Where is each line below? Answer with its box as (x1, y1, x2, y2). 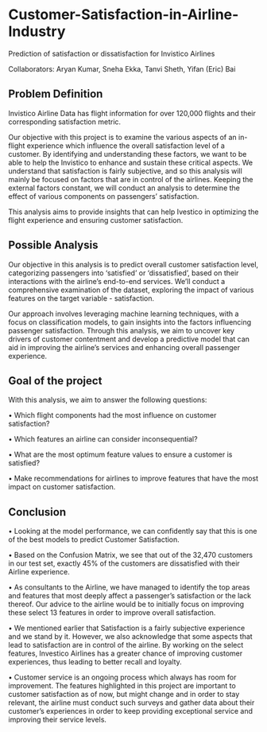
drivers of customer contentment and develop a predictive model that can (8, 334, 250, 344)
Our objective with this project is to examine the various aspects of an (8, 132, 237, 142)
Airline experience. (8, 567, 70, 577)
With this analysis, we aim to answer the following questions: (8, 395, 207, 405)
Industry (8, 22, 66, 41)
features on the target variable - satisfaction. (8, 293, 155, 303)
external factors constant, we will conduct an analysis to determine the (8, 183, 241, 193)
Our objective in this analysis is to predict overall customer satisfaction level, (8, 259, 259, 269)
